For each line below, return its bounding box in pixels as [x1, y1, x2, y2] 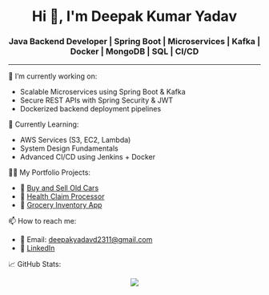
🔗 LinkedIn [19, 244, 55, 253]
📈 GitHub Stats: [8, 260, 62, 269]
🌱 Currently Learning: [8, 119, 79, 129]
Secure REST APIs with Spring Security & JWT [19, 95, 174, 105]
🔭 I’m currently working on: [8, 71, 98, 81]
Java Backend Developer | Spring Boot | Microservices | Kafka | [8, 36, 261, 47]
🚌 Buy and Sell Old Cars [19, 184, 99, 193]
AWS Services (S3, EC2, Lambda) [19, 135, 131, 145]
